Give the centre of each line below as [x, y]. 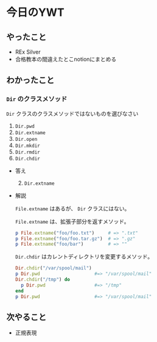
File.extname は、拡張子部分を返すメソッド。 [72, 221]
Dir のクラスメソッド [37, 99]
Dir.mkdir [28, 146]
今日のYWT [36, 12]
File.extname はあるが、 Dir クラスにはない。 [72, 208]
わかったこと [30, 80]
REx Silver [28, 52]
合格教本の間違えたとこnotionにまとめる [66, 59]
